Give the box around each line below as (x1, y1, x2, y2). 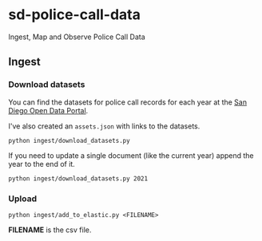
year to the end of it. (8, 159, 76, 168)
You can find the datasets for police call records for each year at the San (8, 97, 248, 107)
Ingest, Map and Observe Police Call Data (8, 32, 145, 41)
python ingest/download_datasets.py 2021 (8, 174, 149, 183)
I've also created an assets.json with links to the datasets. (8, 121, 200, 131)
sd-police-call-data (8, 6, 141, 24)
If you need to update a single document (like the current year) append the (8, 150, 254, 160)
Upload (8, 193, 38, 204)
